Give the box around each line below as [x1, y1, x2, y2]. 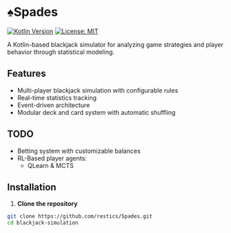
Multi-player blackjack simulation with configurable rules [17, 86, 179, 94]
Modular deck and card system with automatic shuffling [17, 108, 176, 116]
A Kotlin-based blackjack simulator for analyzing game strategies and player [7, 40, 224, 48]
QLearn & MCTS [27, 161, 74, 169]
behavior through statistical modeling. [7, 48, 115, 56]
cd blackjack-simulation [7, 219, 79, 227]
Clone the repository [17, 200, 78, 208]
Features [7, 68, 46, 80]
